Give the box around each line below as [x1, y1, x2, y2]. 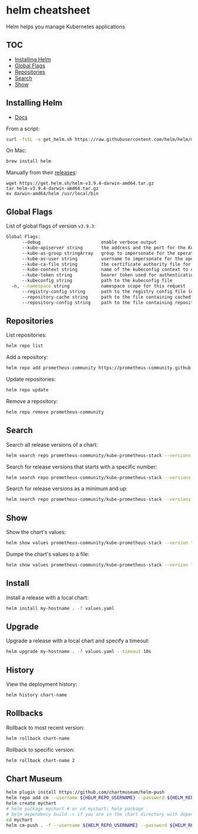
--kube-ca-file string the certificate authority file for [21, 261, 192, 267]
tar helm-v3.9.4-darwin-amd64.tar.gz [6, 186, 99, 192]
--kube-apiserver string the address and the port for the [21, 245, 186, 250]
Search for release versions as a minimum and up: [6, 485, 128, 492]
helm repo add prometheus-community [6, 365, 96, 371]
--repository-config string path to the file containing [21, 299, 173, 305]
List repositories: [6, 331, 47, 339]
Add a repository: [6, 354, 48, 361]
